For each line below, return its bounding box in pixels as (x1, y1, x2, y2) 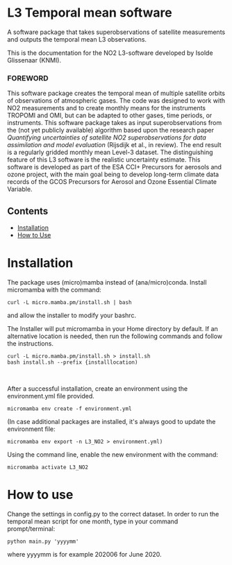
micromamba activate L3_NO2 (7, 464, 89, 471)
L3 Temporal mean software (7, 5, 172, 21)
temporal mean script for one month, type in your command (7, 517, 179, 525)
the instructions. (7, 339, 54, 348)
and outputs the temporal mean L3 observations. (7, 35, 147, 43)
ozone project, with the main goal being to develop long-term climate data (7, 170, 219, 178)
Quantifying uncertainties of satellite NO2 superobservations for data (7, 133, 206, 142)
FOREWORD (7, 73, 49, 83)
